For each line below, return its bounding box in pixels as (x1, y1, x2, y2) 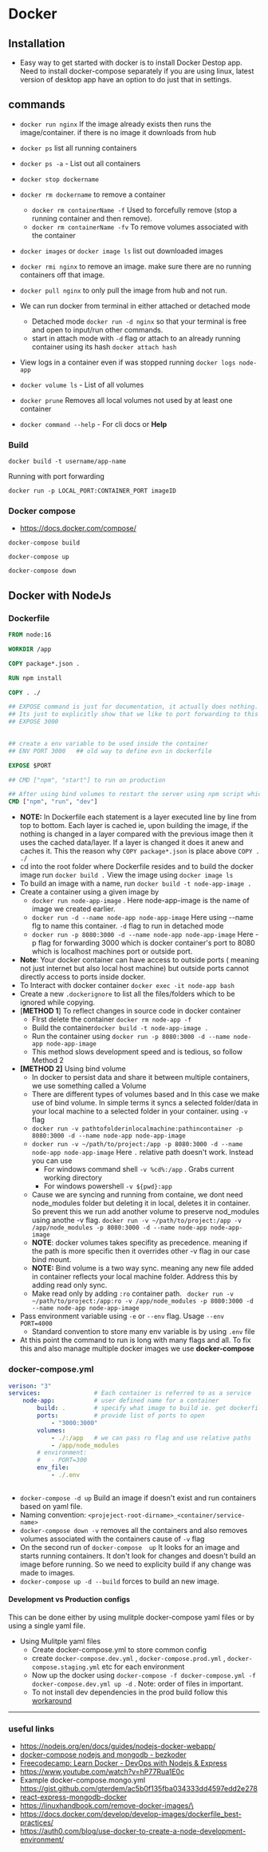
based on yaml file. (19, 1501, 83, 1511)
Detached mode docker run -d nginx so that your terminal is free (31, 317, 247, 326)
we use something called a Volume (31, 1081, 147, 1091)
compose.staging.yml (31, 1663, 100, 1671)
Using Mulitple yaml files (19, 1636, 101, 1646)
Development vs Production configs (8, 1595, 130, 1604)
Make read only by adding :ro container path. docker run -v (31, 1288, 234, 1299)
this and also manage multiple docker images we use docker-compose (19, 1344, 255, 1353)
